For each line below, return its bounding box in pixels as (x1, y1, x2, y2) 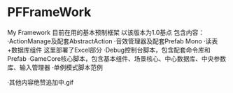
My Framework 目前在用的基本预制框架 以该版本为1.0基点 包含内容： (7, 28, 205, 36)
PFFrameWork (7, 4, 92, 20)
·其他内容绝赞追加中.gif (7, 78, 74, 86)
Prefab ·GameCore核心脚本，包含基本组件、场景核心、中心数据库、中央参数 (7, 54, 227, 63)
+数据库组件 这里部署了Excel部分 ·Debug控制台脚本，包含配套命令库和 (7, 45, 211, 54)
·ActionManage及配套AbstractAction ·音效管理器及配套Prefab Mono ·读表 (7, 36, 218, 45)
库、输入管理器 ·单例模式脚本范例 (7, 63, 103, 71)
